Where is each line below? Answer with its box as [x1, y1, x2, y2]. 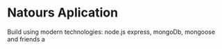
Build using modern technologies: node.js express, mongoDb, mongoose [7, 28, 216, 36]
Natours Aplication [7, 5, 119, 21]
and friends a [7, 35, 45, 43]
